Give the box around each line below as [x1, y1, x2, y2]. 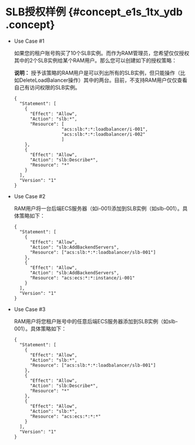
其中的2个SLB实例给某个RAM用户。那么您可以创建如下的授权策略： [13, 57, 177, 64]
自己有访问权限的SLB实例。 [13, 84, 80, 91]
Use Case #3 [13, 305, 46, 313]
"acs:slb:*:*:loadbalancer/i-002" [61, 131, 146, 137]
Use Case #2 [13, 192, 46, 199]
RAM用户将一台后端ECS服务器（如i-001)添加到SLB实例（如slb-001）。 [13, 205, 183, 212]
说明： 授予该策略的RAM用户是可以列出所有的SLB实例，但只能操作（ [13, 69, 181, 76]
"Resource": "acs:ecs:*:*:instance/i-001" [29, 275, 135, 281]
